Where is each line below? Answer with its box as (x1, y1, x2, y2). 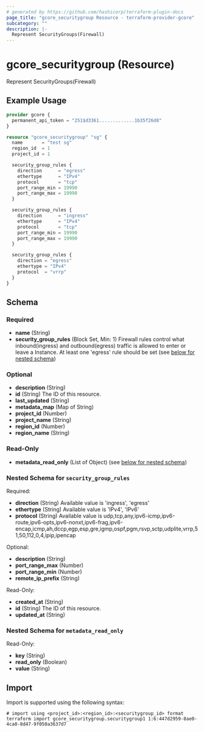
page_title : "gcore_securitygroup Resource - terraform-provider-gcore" (6, 15, 195, 21)
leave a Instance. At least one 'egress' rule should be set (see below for (15, 348, 195, 356)
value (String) (15, 665, 51, 672)
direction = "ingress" (17, 213, 88, 219)
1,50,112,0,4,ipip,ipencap (15, 532, 76, 539)
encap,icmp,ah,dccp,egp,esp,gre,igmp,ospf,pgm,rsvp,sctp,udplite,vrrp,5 (15, 525, 198, 533)
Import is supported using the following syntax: (6, 699, 125, 706)
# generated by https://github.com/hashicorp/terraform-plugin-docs (6, 9, 184, 15)
